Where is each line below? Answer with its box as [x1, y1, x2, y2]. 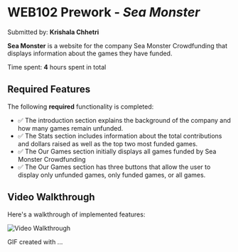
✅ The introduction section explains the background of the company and [17, 116, 231, 124]
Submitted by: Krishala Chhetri [7, 28, 99, 36]
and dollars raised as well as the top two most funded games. [17, 139, 198, 148]
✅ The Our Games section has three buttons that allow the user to [17, 163, 211, 171]
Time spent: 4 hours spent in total [7, 62, 107, 71]
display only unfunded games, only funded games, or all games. [17, 170, 206, 179]
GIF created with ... [7, 237, 63, 246]
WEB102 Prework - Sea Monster [7, 4, 200, 21]
